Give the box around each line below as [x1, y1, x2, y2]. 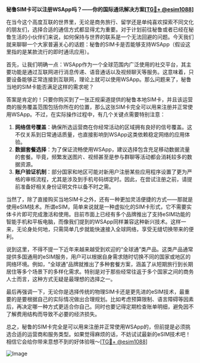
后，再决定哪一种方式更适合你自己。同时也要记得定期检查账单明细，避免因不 [6, 303, 194, 310]
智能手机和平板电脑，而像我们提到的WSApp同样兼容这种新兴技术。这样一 [6, 218, 186, 225]
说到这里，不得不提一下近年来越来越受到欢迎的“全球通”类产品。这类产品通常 [6, 246, 193, 253]
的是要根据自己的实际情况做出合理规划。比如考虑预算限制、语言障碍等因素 [11, 296, 194, 303]
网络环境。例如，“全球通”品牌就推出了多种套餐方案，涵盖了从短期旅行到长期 [6, 260, 193, 268]
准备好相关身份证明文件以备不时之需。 [20, 183, 114, 190]
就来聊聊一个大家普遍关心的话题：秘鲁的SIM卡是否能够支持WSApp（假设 [6, 41, 186, 48]
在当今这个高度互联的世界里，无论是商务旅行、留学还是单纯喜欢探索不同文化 [6, 18, 194, 26]
